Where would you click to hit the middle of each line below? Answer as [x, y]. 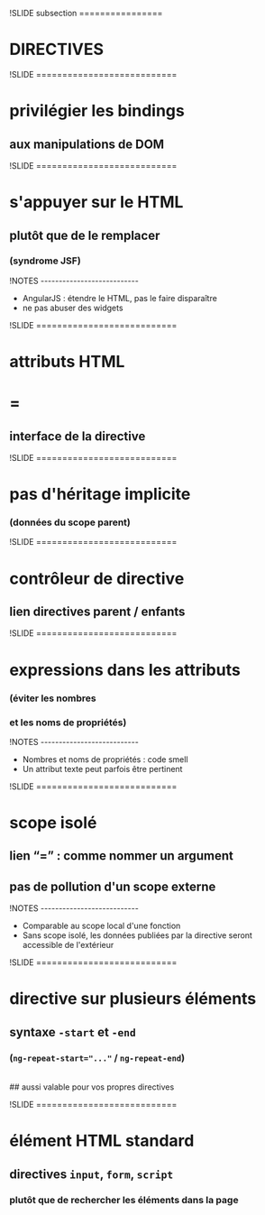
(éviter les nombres [53, 698]
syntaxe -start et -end [73, 1032]
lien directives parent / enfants [97, 612]
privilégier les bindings [97, 111]
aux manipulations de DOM [87, 144]
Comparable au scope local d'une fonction [101, 926]
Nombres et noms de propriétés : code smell [105, 759]
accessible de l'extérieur [68, 945]
